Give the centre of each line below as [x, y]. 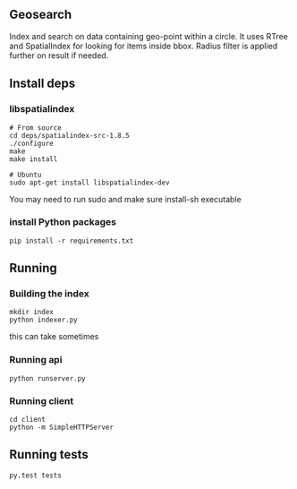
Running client [42, 400]
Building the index [49, 294]
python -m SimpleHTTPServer [62, 428]
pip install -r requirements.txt [72, 241]
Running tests [49, 455]
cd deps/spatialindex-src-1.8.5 [69, 135]
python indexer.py [43, 320]
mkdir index [31, 313]
